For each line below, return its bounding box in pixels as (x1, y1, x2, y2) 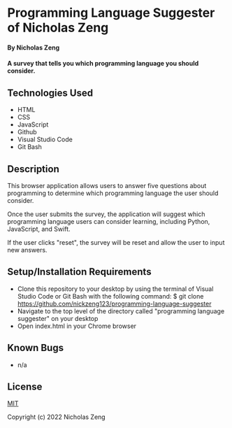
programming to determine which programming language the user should (7, 189, 219, 197)
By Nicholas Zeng (7, 43, 60, 52)
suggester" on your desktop (17, 314, 99, 322)
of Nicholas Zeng (7, 20, 109, 36)
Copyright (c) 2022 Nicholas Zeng (7, 413, 106, 421)
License (7, 381, 43, 393)
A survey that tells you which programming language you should (7, 59, 199, 68)
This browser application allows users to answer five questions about (7, 182, 207, 190)
